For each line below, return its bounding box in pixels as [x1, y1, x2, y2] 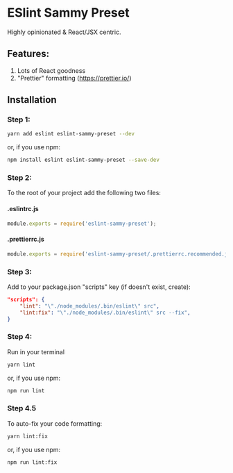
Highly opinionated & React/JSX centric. [7, 28, 121, 36]
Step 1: [7, 115, 31, 124]
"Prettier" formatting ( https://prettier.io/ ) [17, 74, 132, 82]
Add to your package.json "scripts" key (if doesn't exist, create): [7, 283, 191, 291]
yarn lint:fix [7, 433, 49, 440]
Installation [7, 94, 57, 106]
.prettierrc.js [7, 235, 45, 244]
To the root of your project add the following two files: [7, 189, 162, 197]
